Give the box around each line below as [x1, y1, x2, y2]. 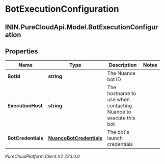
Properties [5, 47, 38, 55]
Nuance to [107, 109, 131, 116]
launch [107, 135, 123, 141]
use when [107, 96, 130, 103]
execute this [107, 115, 136, 121]
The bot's [107, 129, 129, 136]
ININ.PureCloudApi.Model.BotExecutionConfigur [5, 23, 158, 31]
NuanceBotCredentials [48, 135, 103, 141]
